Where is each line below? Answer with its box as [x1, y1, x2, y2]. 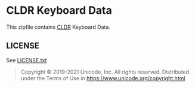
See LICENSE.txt [6, 56, 47, 63]
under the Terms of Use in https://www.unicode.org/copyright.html [20, 74, 185, 81]
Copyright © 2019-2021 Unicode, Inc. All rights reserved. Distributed [20, 68, 190, 75]
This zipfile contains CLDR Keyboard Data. [6, 23, 110, 31]
